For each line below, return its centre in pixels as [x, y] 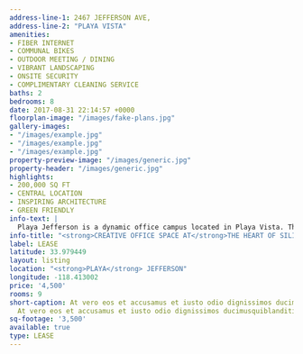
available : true [40, 328]
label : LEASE [34, 244]
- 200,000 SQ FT [40, 186]
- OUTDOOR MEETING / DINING [62, 59]
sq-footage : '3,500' [48, 319]
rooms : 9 [26, 294]
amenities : [30, 34]
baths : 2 [26, 93]
